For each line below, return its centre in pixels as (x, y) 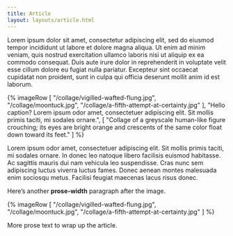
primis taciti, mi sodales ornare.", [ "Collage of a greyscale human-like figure (116, 119)
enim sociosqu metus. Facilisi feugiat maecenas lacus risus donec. (103, 177)
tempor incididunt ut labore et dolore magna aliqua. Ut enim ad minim (106, 47)
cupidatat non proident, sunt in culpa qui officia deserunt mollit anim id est (114, 76)
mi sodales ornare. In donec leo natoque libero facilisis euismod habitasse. (114, 155)
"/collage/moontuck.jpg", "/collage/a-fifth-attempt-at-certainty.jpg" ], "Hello (116, 105)
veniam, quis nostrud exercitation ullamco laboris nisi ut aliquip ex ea (106, 54)
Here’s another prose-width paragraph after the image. (86, 191)
